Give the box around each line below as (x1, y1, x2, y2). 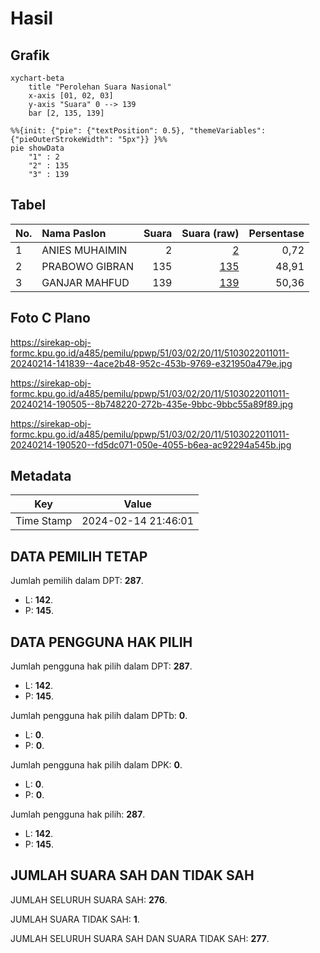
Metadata (10, 468, 72, 485)
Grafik (10, 47, 50, 64)
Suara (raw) (181, 226, 240, 240)
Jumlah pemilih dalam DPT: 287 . (10, 575, 144, 587)
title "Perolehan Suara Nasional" (28, 82, 172, 92)
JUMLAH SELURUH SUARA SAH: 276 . (10, 893, 168, 906)
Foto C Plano (10, 310, 91, 327)
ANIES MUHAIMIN (41, 243, 128, 257)
